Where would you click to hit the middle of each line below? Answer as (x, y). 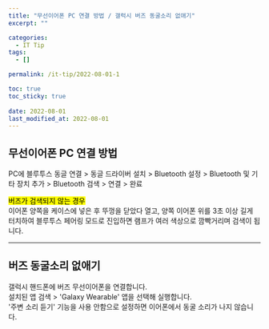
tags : (17, 53)
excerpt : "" (28, 23)
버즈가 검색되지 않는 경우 (47, 201)
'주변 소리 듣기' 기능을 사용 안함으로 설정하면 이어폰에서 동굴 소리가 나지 (120, 307)
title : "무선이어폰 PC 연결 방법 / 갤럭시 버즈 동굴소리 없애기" (102, 16)
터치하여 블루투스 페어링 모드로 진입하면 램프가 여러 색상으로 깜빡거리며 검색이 (130, 221)
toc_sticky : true (37, 96)
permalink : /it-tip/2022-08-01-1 (64, 74)
